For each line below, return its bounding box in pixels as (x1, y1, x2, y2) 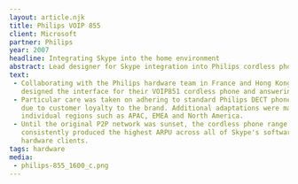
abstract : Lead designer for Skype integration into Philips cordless (9, 63, 276, 72)
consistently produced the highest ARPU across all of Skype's (20, 128, 260, 137)
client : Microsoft (9, 29, 77, 38)
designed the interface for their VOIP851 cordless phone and (20, 87, 255, 96)
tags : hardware (9, 144, 66, 153)
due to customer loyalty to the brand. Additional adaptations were (20, 103, 279, 112)
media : (9, 152, 34, 162)
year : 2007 (9, 46, 50, 55)
